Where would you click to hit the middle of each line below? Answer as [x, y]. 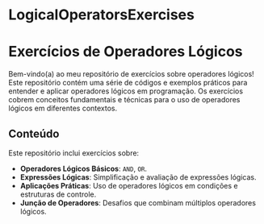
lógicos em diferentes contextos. [63, 108]
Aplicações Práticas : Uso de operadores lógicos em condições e [129, 185]
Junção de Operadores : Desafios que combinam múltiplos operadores [138, 202]
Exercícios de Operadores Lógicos [126, 52]
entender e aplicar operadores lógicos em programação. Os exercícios [126, 91]
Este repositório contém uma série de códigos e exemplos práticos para [128, 83]
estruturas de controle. [58, 194]
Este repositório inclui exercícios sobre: [74, 153]
